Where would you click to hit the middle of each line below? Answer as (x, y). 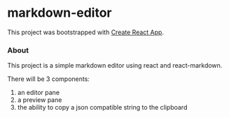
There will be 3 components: (48, 79)
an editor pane (39, 93)
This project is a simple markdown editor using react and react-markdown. (115, 66)
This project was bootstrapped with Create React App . (86, 32)
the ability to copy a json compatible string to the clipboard (102, 108)
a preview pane (40, 100)
